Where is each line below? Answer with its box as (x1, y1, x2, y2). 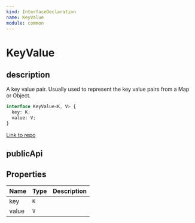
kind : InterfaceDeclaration (6, 8, 77, 15)
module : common (6, 20, 44, 26)
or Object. (6, 92, 31, 99)
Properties (6, 169, 47, 179)
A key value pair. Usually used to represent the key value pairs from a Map (6, 85, 190, 93)
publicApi (6, 148, 43, 159)
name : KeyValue (6, 14, 44, 20)
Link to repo (6, 131, 36, 138)
